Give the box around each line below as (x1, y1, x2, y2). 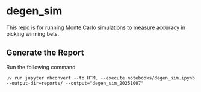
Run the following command (6, 63, 76, 70)
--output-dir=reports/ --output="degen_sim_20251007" (6, 80, 144, 86)
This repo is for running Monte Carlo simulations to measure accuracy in (6, 24, 185, 31)
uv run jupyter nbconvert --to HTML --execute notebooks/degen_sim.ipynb (6, 75, 196, 81)
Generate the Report (6, 48, 84, 58)
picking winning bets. (6, 30, 60, 37)
